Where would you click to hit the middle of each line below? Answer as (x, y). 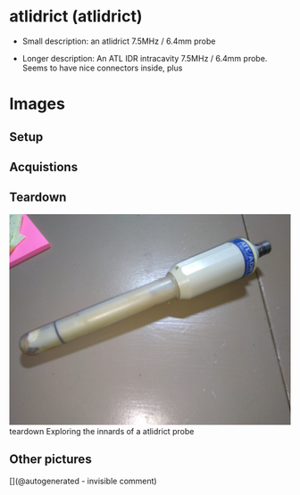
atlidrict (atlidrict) (76, 16)
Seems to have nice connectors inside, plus (102, 68)
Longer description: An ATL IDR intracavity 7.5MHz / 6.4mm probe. (145, 58)
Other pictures (50, 460)
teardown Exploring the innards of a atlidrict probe (102, 431)
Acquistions (44, 167)
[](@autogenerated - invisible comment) (83, 481)
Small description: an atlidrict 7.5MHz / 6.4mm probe (119, 41)
